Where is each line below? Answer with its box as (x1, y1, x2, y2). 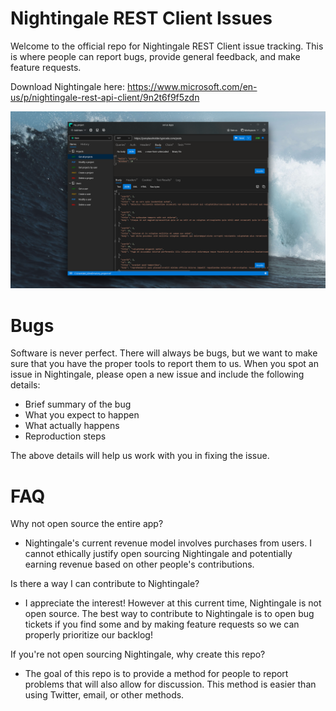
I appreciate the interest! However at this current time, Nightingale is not (24, 597, 322, 609)
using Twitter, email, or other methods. (24, 689, 185, 701)
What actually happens (24, 420, 120, 432)
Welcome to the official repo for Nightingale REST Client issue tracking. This (10, 40, 324, 52)
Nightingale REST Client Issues (10, 7, 273, 30)
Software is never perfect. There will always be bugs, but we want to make (10, 347, 318, 359)
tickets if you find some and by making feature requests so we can (24, 618, 300, 631)
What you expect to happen (24, 409, 140, 421)
